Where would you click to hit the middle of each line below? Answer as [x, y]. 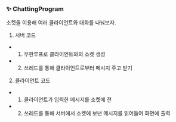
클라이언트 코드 [33, 81]
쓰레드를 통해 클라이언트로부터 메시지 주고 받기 [78, 68]
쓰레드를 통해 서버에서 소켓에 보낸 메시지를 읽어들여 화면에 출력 [97, 113]
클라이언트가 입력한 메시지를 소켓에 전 [68, 99]
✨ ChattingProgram [35, 9]
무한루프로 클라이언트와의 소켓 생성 [64, 54]
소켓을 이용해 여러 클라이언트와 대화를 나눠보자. [61, 23]
